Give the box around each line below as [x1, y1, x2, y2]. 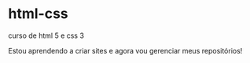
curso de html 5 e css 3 [8, 31, 85, 40]
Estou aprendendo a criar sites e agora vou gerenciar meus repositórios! [8, 46, 243, 55]
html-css [8, 5, 68, 23]
